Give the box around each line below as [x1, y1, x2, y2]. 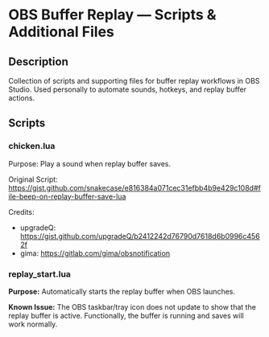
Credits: [8, 207, 35, 216]
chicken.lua [8, 141, 56, 152]
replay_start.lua [8, 268, 71, 279]
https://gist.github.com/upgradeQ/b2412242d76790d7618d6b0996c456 [19, 231, 260, 240]
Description [8, 55, 68, 68]
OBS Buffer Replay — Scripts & [8, 6, 217, 24]
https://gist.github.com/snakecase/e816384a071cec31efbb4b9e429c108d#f [8, 183, 262, 192]
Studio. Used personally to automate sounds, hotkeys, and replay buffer [8, 84, 247, 94]
